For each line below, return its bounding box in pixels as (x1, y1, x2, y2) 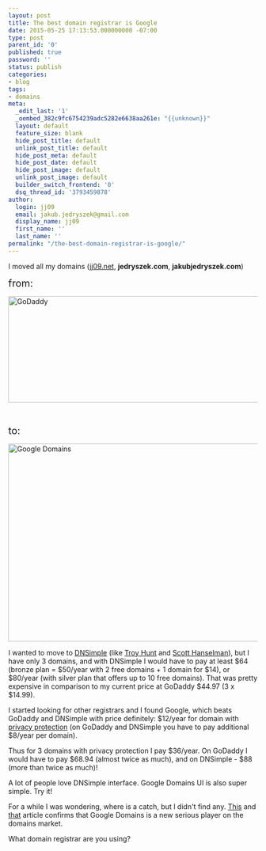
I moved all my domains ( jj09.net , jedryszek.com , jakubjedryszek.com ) (8, 261, 244, 271)
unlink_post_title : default (15, 144, 108, 152)
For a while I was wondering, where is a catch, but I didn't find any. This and (8, 801, 256, 811)
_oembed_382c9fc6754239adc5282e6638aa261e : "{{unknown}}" (15, 115, 211, 123)
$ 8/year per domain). (8, 730, 78, 740)
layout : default (15, 122, 69, 130)
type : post (8, 33, 44, 42)
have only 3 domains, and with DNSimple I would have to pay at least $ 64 (8, 656, 249, 666)
